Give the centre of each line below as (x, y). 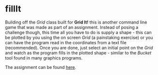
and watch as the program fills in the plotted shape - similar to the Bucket (78, 53)
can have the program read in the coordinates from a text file (66, 42)
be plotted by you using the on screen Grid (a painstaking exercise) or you (79, 37)
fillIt (13, 9)
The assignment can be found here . (41, 67)
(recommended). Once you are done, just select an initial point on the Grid (79, 48)
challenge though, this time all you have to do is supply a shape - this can (78, 32)
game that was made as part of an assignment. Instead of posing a (72, 27)
